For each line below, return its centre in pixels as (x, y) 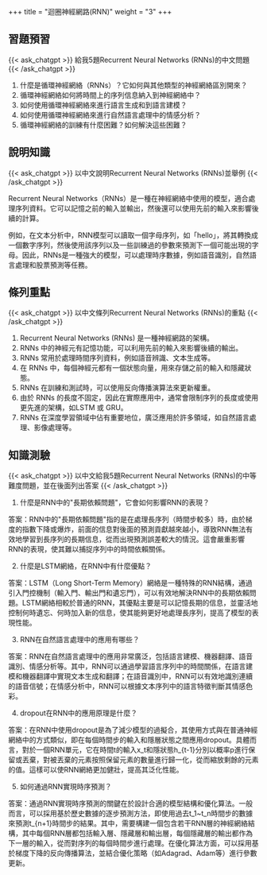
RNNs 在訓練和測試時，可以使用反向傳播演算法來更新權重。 (117, 388)
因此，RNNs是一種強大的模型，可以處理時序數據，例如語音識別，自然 (136, 255)
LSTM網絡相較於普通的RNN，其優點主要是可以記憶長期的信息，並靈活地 (140, 603)
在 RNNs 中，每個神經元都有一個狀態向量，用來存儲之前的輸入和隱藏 (132, 368)
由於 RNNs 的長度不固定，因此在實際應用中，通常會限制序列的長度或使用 (139, 398)
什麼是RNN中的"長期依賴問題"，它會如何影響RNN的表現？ (115, 502)
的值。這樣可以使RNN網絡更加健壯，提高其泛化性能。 (96, 770)
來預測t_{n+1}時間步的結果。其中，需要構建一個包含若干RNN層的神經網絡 (128, 823)
